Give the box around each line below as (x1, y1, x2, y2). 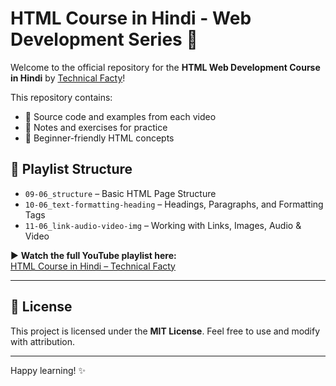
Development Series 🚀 (10, 28, 198, 51)
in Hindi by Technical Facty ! (10, 72, 126, 84)
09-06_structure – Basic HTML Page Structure (24, 187, 217, 199)
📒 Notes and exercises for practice (24, 121, 168, 133)
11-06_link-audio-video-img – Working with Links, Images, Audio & (24, 219, 302, 231)
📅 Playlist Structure (10, 161, 133, 178)
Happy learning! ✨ (10, 364, 86, 376)
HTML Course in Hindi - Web (10, 7, 252, 30)
